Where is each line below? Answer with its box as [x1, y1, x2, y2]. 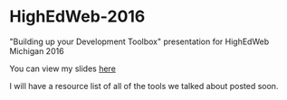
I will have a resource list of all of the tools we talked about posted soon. [9, 80, 279, 91]
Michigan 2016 [9, 45, 65, 56]
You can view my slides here [9, 63, 116, 74]
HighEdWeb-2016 [9, 6, 146, 27]
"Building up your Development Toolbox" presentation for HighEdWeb [9, 36, 270, 47]
